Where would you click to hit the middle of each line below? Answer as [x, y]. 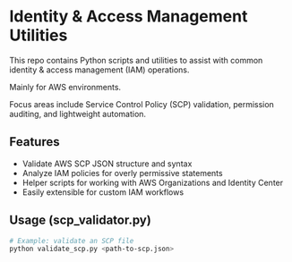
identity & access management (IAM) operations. [99, 70]
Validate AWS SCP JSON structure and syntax [107, 164]
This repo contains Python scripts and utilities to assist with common [136, 60]
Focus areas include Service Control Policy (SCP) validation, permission [142, 104]
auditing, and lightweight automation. [77, 114]
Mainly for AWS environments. [65, 87]
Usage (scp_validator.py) [81, 220]
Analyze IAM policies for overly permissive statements [122, 173]
